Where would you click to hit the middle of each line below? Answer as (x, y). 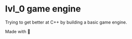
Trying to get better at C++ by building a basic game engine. (66, 22)
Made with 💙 (18, 31)
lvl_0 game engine (43, 9)
